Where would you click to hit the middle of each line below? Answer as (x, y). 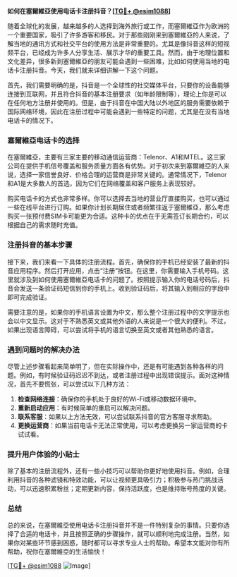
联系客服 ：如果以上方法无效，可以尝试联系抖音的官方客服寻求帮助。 (116, 416)
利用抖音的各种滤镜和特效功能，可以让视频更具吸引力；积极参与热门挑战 (112, 480)
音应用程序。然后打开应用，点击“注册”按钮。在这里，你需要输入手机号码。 (115, 270)
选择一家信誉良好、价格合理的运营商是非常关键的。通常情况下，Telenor (123, 175)
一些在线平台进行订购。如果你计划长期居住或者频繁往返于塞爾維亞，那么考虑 (119, 207)
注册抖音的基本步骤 (40, 245)
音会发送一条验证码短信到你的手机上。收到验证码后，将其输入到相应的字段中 (119, 288)
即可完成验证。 (29, 297)
